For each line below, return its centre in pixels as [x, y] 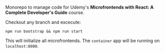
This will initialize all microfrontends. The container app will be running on [82, 40]
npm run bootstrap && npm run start [44, 31]
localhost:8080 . [22, 46]
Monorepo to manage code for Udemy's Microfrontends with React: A [79, 7]
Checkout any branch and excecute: [43, 22]
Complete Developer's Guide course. [45, 12]
